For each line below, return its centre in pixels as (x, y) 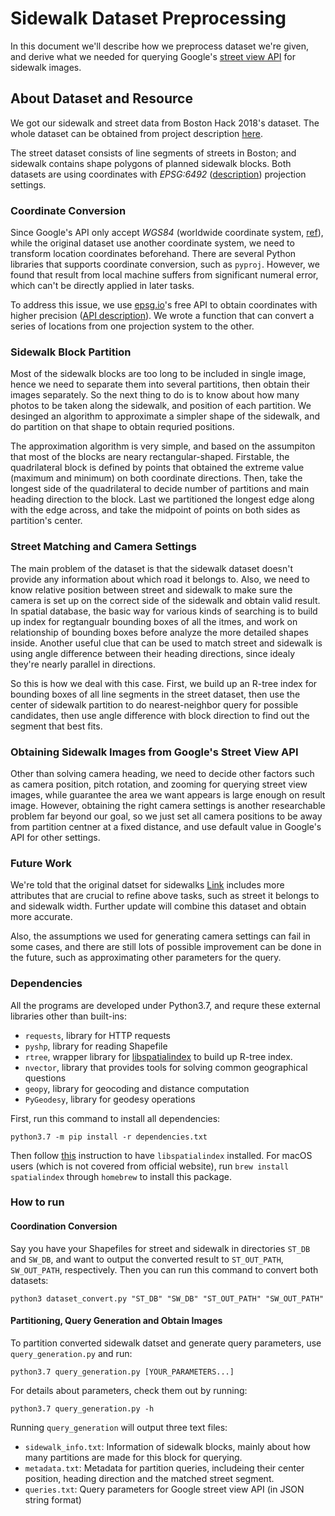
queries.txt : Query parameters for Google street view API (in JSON (164, 1489)
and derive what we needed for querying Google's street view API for (153, 56)
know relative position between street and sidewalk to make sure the (151, 589)
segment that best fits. (56, 726)
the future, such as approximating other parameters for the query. (146, 958)
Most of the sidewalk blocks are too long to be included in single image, (158, 374)
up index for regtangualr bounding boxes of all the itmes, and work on (154, 621)
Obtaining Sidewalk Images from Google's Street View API (154, 752)
